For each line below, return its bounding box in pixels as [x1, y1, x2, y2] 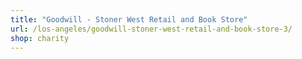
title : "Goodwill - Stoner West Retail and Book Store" [10, 14, 248, 25]
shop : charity [10, 33, 70, 43]
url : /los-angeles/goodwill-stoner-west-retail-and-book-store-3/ [10, 24, 293, 34]
